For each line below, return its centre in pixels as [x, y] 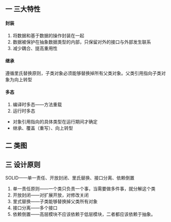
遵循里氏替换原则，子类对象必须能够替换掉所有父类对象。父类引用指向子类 [83, 73]
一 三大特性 [23, 9]
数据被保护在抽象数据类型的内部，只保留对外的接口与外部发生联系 [82, 42]
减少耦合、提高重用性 [35, 48]
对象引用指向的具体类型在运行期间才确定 [55, 122]
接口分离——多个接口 [35, 208]
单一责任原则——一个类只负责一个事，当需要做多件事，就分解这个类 [84, 189]
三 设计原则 [23, 165]
